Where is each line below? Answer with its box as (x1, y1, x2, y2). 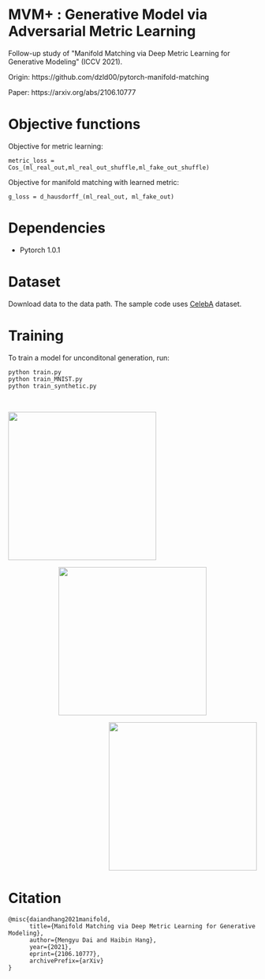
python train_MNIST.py (8, 375, 83, 383)
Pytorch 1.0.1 (19, 245, 61, 255)
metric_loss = (8, 157, 55, 164)
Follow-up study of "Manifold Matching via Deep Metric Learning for (8, 48, 230, 58)
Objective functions (8, 115, 141, 134)
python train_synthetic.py (8, 382, 97, 390)
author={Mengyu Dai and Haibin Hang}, (28, 936, 157, 944)
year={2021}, (28, 943, 73, 951)
